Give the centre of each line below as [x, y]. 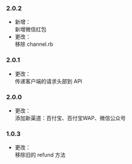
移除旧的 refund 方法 [40, 155]
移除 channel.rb [34, 44]
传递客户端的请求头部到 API [48, 81]
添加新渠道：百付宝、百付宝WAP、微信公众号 [70, 118]
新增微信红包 [30, 29]
